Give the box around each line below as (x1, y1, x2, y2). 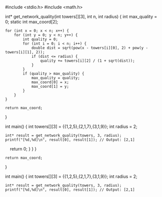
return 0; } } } (9, 146, 37, 151)
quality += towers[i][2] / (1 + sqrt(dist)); (40, 58, 135, 63)
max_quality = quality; (31, 75, 80, 80)
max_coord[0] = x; (31, 80, 69, 85)
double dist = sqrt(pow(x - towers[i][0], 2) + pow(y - (31, 46, 148, 50)
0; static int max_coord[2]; (5, 19, 58, 25)
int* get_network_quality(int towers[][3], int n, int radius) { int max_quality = (5, 14, 157, 19)
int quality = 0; (23, 37, 58, 42)
